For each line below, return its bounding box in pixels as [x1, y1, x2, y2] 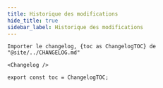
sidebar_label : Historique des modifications [7, 23, 143, 31]
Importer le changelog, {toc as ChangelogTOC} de [7, 43, 157, 50]
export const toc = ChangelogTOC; [7, 74, 109, 82]
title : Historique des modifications [7, 10, 119, 18]
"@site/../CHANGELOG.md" [7, 49, 80, 57]
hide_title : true [7, 17, 59, 24]
